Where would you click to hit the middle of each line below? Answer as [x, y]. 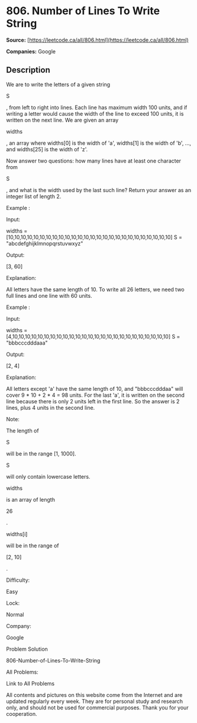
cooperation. [22, 714]
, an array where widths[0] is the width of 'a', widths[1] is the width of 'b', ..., [98, 143]
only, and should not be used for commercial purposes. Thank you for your [97, 708]
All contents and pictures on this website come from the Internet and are [94, 695]
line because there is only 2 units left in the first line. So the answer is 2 [93, 401]
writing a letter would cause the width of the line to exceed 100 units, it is [95, 113]
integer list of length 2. [34, 196]
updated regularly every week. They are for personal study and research [95, 701]
